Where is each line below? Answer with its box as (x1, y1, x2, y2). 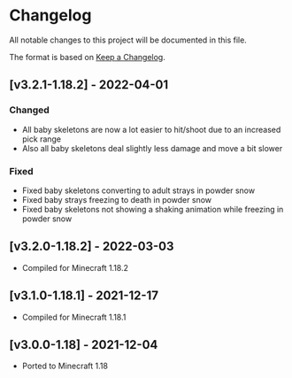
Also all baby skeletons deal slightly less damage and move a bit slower (21, 143, 283, 153)
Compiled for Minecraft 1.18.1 (21, 312, 127, 322)
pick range (21, 134, 62, 144)
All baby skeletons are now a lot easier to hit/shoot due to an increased (21, 124, 281, 135)
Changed (9, 104, 50, 116)
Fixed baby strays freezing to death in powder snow (21, 194, 212, 204)
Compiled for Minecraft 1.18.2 (21, 262, 129, 273)
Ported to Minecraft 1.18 (21, 360, 109, 372)
